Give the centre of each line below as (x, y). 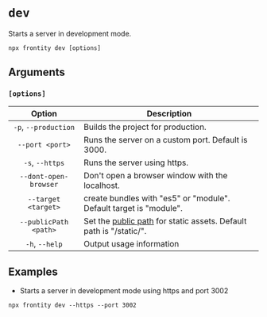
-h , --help (44, 243)
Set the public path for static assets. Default (165, 221)
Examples (33, 272)
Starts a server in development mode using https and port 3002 (124, 291)
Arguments (37, 73)
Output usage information (131, 243)
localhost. (102, 185)
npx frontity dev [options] (55, 48)
